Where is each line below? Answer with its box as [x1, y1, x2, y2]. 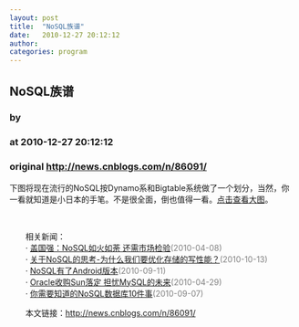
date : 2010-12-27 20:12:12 [9, 30, 120, 39]
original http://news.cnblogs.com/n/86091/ [9, 161, 208, 174]
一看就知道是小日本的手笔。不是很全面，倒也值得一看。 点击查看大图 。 [9, 194, 273, 205]
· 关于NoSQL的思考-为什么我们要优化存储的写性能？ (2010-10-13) [25, 253, 268, 265]
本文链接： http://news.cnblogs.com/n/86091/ [25, 307, 196, 318]
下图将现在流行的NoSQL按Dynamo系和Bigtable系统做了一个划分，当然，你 [9, 182, 290, 193]
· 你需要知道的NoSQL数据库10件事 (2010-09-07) [25, 288, 204, 299]
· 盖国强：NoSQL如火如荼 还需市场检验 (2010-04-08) [25, 242, 222, 253]
